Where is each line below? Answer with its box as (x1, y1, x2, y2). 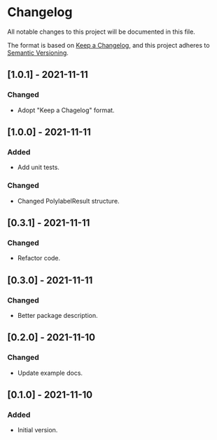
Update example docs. (17, 368, 83, 377)
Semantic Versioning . (7, 48, 69, 57)
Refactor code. (17, 254, 61, 262)
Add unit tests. (17, 163, 59, 172)
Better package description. (17, 311, 98, 319)
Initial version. (17, 426, 58, 434)
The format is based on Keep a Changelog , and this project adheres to (7, 41, 210, 49)
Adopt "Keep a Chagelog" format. (17, 106, 115, 114)
